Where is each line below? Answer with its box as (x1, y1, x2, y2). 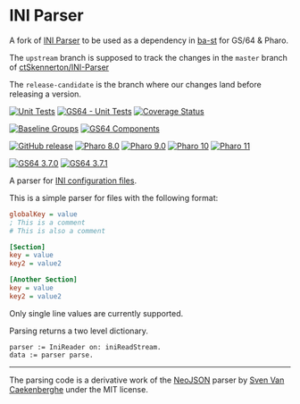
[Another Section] (9, 275, 78, 284)
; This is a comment (9, 218, 87, 227)
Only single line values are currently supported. (9, 307, 184, 318)
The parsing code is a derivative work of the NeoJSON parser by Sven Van (9, 375, 285, 385)
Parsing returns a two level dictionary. (9, 325, 149, 336)
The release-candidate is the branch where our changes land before (9, 79, 262, 89)
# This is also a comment (9, 226, 105, 235)
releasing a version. (9, 88, 82, 99)
